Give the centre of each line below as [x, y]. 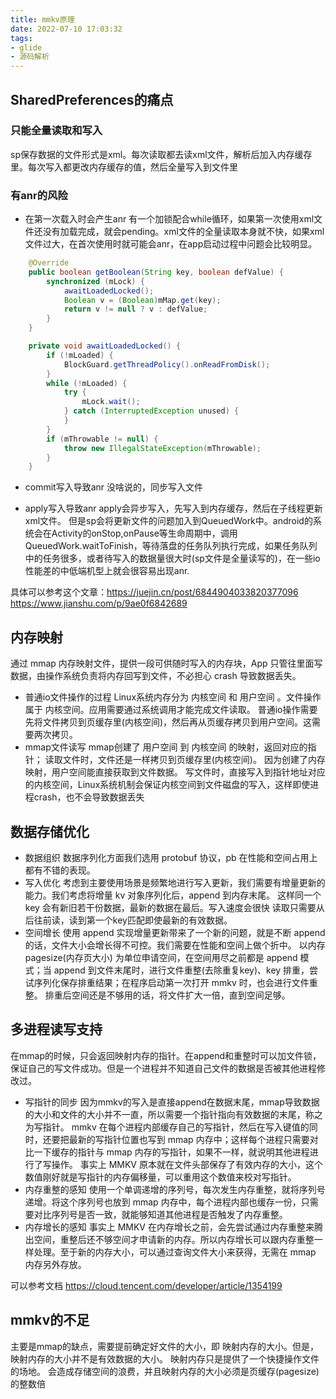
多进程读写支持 [56, 1029]
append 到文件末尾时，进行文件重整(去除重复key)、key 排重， [181, 970]
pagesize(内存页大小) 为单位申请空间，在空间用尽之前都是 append [161, 957]
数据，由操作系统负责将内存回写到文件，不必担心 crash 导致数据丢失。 [156, 676]
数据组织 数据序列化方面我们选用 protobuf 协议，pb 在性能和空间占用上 [171, 857]
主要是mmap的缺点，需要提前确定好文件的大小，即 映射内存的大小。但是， [164, 1346]
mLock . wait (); [111, 402]
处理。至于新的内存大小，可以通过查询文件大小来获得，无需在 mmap [175, 1252]
